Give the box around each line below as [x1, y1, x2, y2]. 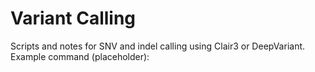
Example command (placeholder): [10, 50, 150, 62]
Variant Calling [10, 7, 137, 30]
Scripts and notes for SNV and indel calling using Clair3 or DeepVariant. [10, 40, 306, 52]
